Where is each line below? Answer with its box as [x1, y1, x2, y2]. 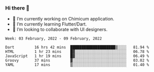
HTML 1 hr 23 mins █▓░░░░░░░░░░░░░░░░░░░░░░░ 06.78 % [5, 49, 149, 54]
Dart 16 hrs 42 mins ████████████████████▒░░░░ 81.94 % [5, 45, 149, 50]
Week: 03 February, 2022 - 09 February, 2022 [5, 36, 102, 41]
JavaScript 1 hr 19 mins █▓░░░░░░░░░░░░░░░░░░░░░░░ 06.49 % [5, 53, 149, 59]
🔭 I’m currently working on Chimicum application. [12, 16, 114, 22]
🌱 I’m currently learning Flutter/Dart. [12, 21, 87, 27]
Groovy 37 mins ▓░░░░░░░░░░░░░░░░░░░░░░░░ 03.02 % [5, 58, 149, 63]
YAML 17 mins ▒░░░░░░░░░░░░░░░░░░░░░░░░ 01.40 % [5, 62, 149, 67]
